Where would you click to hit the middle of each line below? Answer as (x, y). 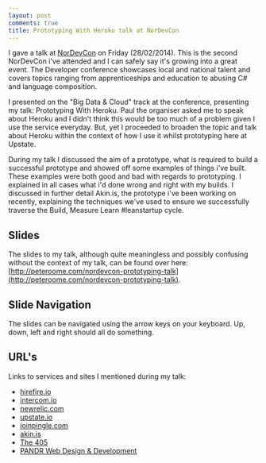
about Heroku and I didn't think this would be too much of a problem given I (132, 119)
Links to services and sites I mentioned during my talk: (97, 376)
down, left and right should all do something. (81, 332)
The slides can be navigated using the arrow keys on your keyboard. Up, (127, 324)
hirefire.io (35, 392)
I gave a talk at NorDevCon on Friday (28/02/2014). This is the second (123, 53)
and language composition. (53, 87)
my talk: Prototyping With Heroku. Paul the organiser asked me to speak (126, 110)
